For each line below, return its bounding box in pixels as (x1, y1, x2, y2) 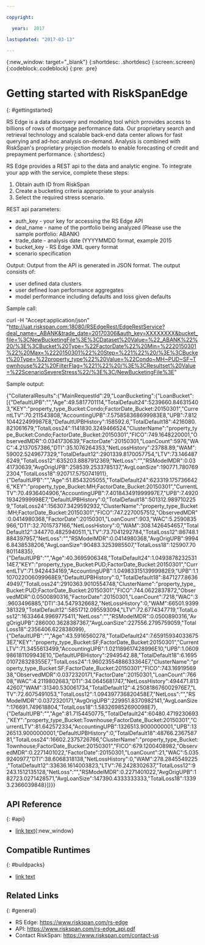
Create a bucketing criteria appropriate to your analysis (15, 187, 154, 195)
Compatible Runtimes (6, 845, 90, 855)
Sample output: (6, 380, 45, 388)
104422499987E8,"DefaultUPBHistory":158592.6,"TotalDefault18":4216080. (6, 418, 196, 425)
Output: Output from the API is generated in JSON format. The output (6, 262, 181, 269)
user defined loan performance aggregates (15, 286, 124, 294)
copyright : (6, 14, 34, 20)
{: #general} (6, 907, 37, 914)
